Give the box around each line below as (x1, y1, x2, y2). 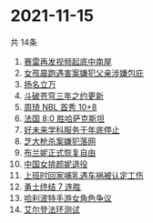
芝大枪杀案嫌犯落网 (23, 136, 97, 147)
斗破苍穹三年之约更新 (23, 90, 104, 101)
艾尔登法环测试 (23, 204, 80, 215)
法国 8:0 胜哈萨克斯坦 (23, 113, 106, 124)
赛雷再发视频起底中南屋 (23, 56, 112, 66)
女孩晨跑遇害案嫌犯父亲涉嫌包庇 (23, 67, 144, 78)
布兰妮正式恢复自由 (23, 147, 97, 157)
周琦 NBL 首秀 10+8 (23, 101, 97, 112)
